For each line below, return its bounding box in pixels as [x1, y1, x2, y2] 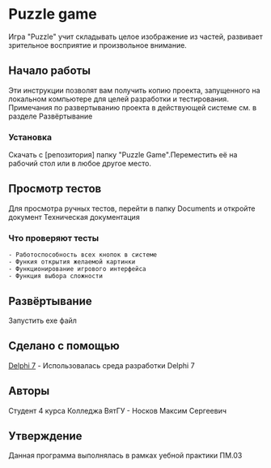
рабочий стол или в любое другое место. [8, 159, 152, 169]
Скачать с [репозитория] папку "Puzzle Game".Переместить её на [8, 150, 238, 160]
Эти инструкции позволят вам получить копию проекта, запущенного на [8, 85, 260, 95]
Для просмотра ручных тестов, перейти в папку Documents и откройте [8, 204, 256, 213]
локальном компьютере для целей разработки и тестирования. [8, 94, 229, 104]
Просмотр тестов [8, 182, 102, 195]
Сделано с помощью [8, 339, 120, 353]
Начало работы [8, 64, 91, 78]
